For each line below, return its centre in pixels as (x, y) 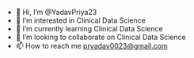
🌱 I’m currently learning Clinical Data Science (89, 29)
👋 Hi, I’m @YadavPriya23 (56, 12)
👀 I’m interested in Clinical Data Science (81, 20)
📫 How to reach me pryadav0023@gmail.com (91, 46)
